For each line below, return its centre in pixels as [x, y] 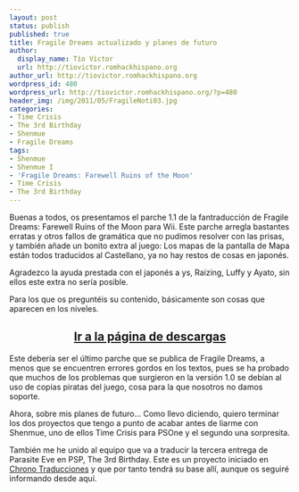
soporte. [25, 396]
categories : [31, 109]
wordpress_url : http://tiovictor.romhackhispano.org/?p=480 [124, 92]
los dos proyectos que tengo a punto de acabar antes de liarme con [134, 423]
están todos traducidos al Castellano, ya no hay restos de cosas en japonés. [149, 255]
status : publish [39, 26]
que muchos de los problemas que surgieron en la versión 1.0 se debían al [145, 377]
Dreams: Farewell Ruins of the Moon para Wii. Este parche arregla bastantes [149, 227]
